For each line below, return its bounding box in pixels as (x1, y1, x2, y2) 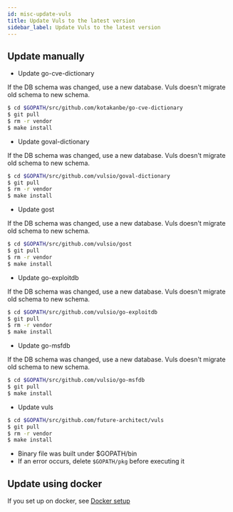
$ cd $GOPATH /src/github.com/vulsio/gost (7, 241, 133, 248)
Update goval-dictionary (17, 137, 90, 146)
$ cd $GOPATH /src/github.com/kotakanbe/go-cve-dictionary (7, 104, 183, 111)
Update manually (7, 50, 85, 62)
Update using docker (7, 478, 103, 490)
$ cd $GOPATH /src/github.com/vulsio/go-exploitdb (7, 308, 158, 316)
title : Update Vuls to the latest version (7, 17, 135, 24)
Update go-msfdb (17, 341, 71, 350)
